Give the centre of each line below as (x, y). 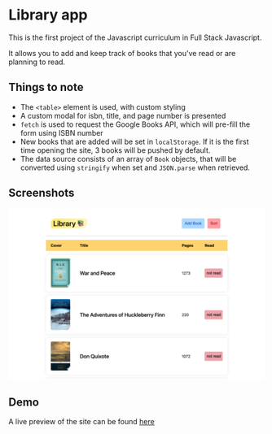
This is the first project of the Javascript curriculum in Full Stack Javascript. (135, 37)
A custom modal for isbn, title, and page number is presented (123, 115)
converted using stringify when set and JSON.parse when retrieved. (135, 167)
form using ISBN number (61, 132)
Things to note (46, 87)
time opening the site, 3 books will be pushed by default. (115, 150)
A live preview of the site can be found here (81, 422)
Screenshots (42, 193)
